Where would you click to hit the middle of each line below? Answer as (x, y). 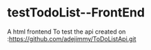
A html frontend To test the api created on (67, 32)
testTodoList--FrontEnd (76, 13)
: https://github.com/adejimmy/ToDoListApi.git (72, 38)
